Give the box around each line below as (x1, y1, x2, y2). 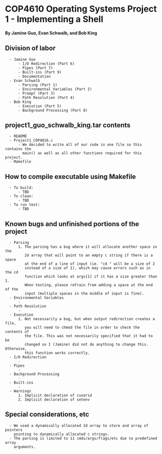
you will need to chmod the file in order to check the (24, 325, 140, 330)
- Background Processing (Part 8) (17, 108, 88, 113)
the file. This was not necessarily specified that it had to (24, 334, 153, 339)
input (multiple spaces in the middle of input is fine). (24, 291, 145, 296)
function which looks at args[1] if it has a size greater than (24, 274, 158, 279)
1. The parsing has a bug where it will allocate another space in (17, 244, 158, 249)
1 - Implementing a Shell (5, 14, 103, 25)
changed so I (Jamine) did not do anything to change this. (24, 342, 149, 347)
